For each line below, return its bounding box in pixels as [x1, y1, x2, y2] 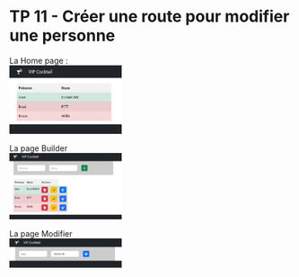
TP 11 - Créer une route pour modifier [9, 6, 290, 27]
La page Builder [9, 143, 68, 154]
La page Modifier [9, 228, 73, 239]
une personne [9, 25, 116, 46]
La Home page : [9, 55, 69, 66]
